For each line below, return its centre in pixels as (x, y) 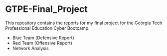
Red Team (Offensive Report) (42, 43)
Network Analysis (30, 48)
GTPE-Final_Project (47, 9)
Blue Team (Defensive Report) (43, 38)
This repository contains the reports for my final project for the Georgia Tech (84, 23)
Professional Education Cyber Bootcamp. (47, 28)
